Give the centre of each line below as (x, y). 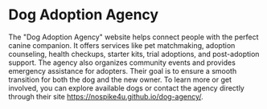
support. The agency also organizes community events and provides (122, 63)
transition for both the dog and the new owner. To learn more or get (120, 79)
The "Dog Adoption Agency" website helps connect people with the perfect (133, 37)
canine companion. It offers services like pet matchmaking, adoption (122, 45)
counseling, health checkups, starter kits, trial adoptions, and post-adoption (134, 54)
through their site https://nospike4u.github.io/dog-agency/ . (106, 96)
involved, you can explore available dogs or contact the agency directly (127, 88)
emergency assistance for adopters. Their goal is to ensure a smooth (123, 71)
